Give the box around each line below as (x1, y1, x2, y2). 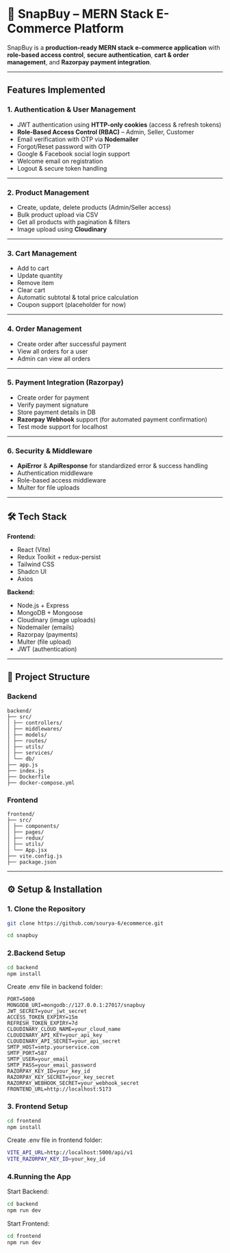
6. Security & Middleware (7, 446, 92, 455)
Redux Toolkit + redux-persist (16, 552, 101, 561)
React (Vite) (16, 545, 51, 554)
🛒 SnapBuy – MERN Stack (7, 6, 154, 22)
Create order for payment (16, 393, 90, 402)
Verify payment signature (16, 400, 89, 409)
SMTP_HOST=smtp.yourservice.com (7, 1044, 99, 1051)
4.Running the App (7, 1172, 71, 1182)
